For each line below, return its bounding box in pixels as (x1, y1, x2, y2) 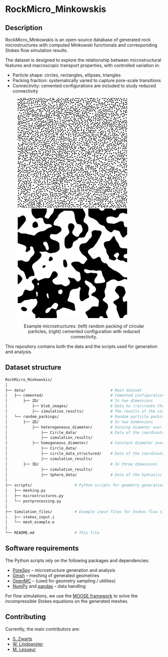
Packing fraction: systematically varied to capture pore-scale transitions (12, 78, 161, 83)
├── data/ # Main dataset (5, 388, 142, 393)
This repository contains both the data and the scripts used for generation (5, 344, 157, 349)
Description (5, 24, 42, 32)
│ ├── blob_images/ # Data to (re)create (5, 404, 155, 409)
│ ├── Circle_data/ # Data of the (5, 430, 140, 435)
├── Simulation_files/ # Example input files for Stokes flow (5, 509, 157, 514)
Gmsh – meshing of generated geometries (12, 572, 99, 578)
